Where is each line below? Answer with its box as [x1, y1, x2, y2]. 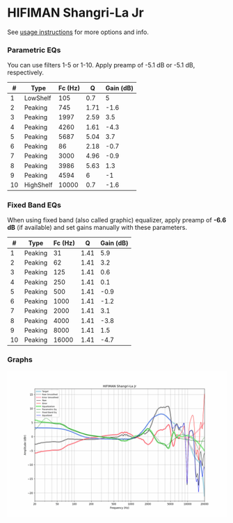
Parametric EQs [7, 45, 61, 55]
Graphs [7, 355, 33, 365]
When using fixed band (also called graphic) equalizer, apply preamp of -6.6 [7, 216, 227, 224]
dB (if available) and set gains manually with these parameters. [7, 224, 188, 232]
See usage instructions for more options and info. [7, 28, 150, 36]
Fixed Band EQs [7, 200, 61, 210]
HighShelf [24, 181, 53, 189]
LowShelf [24, 94, 51, 102]
